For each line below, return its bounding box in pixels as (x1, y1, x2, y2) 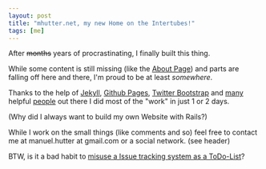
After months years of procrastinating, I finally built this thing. (8, 49, 211, 58)
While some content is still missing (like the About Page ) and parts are (8, 64, 240, 74)
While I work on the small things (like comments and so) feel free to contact (8, 127, 258, 137)
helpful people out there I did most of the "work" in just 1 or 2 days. (8, 97, 230, 107)
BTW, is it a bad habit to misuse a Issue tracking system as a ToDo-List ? (8, 151, 246, 161)
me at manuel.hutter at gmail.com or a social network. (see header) (8, 136, 231, 146)
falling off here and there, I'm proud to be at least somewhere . (8, 73, 213, 82)
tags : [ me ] (8, 26, 45, 34)
